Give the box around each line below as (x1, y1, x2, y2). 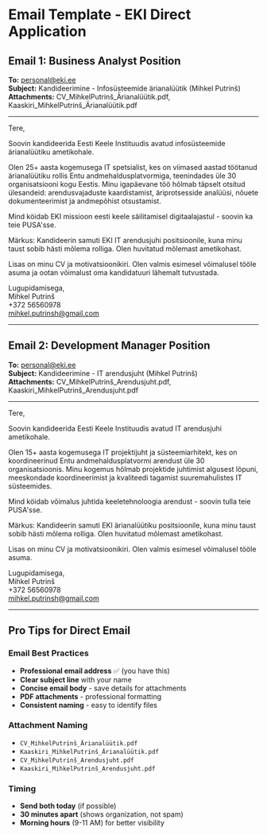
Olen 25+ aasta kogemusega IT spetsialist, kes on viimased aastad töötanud (8, 163, 258, 172)
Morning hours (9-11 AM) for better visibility (19, 818, 165, 828)
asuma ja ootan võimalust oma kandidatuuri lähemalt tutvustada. (8, 268, 220, 277)
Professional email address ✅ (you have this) (19, 666, 171, 675)
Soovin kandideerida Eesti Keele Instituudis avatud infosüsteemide (8, 139, 226, 148)
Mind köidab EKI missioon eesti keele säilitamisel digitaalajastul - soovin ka (8, 212, 253, 221)
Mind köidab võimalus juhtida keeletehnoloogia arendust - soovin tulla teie (8, 497, 251, 506)
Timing (8, 783, 37, 794)
